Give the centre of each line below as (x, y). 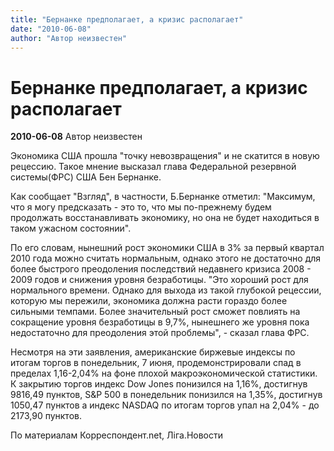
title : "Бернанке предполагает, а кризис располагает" (127, 19)
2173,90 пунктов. (46, 416)
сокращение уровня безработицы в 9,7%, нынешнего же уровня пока (160, 322)
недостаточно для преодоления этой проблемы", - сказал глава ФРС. (160, 333)
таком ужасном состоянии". (71, 228)
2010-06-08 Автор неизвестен (76, 137)
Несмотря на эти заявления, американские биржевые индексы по (153, 352)
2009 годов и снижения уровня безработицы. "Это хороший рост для (159, 280)
